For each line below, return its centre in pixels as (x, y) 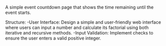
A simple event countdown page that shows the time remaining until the (79, 7)
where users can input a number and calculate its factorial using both (77, 27)
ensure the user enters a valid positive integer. (53, 38)
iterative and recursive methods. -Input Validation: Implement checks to (79, 33)
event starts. (18, 12)
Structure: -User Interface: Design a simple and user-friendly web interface (83, 22)
